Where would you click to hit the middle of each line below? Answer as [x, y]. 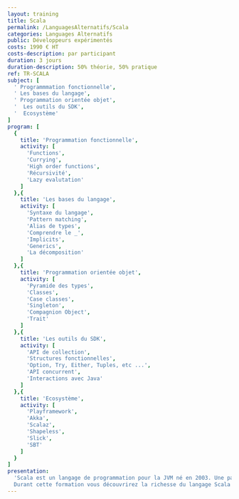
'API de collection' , [58, 352]
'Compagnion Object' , [58, 312]
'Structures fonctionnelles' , [71, 359]
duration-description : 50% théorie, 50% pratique [83, 67]
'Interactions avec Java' [64, 379]
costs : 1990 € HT [33, 47]
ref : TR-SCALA [28, 73]
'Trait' [38, 319]
